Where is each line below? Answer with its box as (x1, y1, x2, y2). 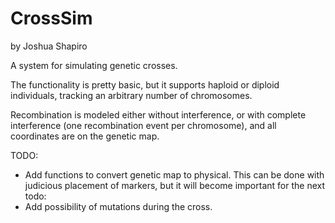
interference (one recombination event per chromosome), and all (10, 119, 277, 131)
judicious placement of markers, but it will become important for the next (24, 179, 325, 191)
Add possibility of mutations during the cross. (24, 200, 213, 212)
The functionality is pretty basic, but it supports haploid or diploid (10, 78, 280, 91)
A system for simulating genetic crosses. (10, 59, 178, 71)
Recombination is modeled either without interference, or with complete (10, 108, 307, 121)
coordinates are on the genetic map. (10, 130, 160, 142)
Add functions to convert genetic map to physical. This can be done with (24, 168, 325, 181)
